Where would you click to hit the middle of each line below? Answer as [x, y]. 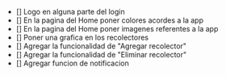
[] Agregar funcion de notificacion [72, 63]
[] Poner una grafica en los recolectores [82, 37]
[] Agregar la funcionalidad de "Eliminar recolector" [101, 55]
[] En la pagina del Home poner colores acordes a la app [110, 20]
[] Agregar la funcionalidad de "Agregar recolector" [101, 46]
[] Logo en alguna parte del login [70, 12]
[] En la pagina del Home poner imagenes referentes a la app [117, 29]
